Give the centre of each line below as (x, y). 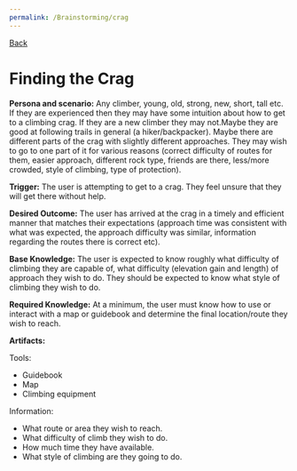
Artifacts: (27, 340)
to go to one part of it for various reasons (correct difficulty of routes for (141, 150)
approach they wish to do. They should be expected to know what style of (145, 277)
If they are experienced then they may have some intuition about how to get (147, 113)
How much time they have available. (88, 447)
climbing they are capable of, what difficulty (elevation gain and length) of (144, 268)
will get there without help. (58, 196)
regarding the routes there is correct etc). (85, 242)
